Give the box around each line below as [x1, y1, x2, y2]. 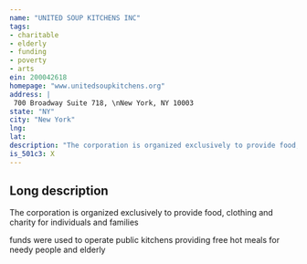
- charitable [9, 30, 59, 39]
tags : [9, 22, 30, 31]
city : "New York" [9, 115, 76, 124]
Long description [9, 184, 109, 199]
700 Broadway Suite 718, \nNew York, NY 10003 [13, 98, 195, 108]
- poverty [9, 56, 48, 65]
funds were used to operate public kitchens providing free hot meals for [9, 235, 281, 246]
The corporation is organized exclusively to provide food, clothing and [9, 207, 274, 218]
